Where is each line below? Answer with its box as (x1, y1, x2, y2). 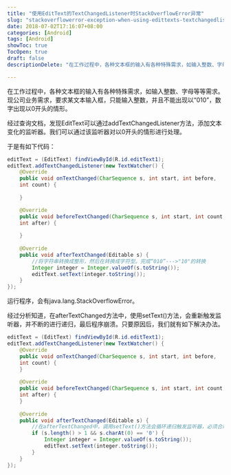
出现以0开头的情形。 (12, 104, 71, 112)
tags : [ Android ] (7, 36, 54, 43)
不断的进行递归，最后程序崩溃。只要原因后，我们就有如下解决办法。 (30, 320, 224, 328)
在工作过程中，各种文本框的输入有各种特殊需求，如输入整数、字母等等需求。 (7, 87, 224, 95)
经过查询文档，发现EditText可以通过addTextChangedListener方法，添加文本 (7, 118, 222, 127)
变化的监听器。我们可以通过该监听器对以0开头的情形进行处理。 (7, 127, 186, 136)
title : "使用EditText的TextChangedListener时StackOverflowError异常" (7, 10, 204, 17)
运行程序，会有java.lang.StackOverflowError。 (7, 297, 139, 305)
